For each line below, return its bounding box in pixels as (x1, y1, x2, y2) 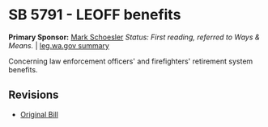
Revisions (8, 88, 59, 102)
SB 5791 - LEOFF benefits (8, 6, 181, 24)
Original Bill (19, 109, 59, 119)
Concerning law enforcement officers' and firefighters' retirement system (8, 56, 253, 66)
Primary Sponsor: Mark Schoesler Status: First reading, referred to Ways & (8, 32, 261, 42)
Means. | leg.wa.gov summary (8, 40, 109, 50)
